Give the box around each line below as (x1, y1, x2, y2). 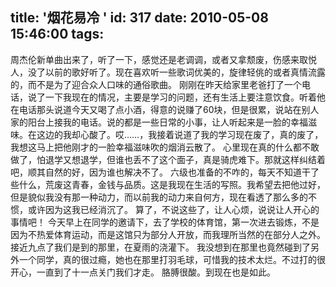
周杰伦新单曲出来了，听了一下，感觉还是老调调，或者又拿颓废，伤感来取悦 (10, 53, 317, 65)
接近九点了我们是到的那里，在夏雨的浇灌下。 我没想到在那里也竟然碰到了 (10, 241, 311, 253)
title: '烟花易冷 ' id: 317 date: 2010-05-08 (10, 9, 269, 27)
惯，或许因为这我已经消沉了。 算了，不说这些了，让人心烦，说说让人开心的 (10, 203, 320, 215)
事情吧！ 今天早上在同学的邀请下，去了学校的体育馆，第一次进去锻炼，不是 (10, 216, 320, 228)
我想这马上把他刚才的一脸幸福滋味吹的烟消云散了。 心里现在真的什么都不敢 (10, 141, 320, 153)
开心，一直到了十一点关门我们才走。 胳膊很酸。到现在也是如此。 (10, 266, 276, 278)
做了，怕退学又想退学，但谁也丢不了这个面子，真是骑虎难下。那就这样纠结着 (10, 153, 326, 165)
